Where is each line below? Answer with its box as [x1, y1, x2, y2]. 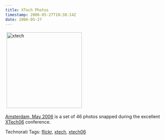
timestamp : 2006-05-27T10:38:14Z [5, 12, 76, 17]
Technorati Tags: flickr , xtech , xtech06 [5, 129, 87, 135]
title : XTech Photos [5, 7, 49, 13]
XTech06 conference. [5, 119, 51, 125]
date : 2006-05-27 [5, 17, 42, 22]
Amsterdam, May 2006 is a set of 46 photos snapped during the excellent [5, 114, 160, 120]
